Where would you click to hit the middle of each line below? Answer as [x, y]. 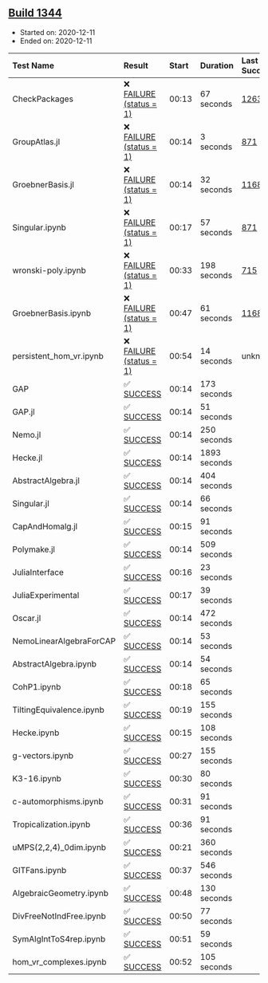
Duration [217, 65]
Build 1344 [35, 13]
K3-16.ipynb [37, 778]
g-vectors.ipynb [43, 755]
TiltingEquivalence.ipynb [59, 710]
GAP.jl [24, 411]
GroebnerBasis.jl [43, 184]
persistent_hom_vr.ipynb [58, 356]
